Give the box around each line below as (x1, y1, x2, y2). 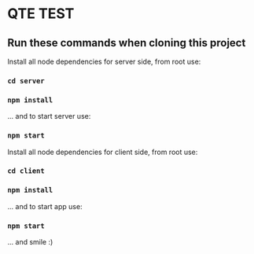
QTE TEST (7, 5, 75, 23)
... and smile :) (7, 237, 53, 247)
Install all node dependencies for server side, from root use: (7, 57, 201, 66)
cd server (7, 76, 45, 85)
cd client (7, 167, 45, 175)
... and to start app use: (7, 201, 83, 211)
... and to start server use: (7, 112, 91, 121)
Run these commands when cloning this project (7, 36, 246, 50)
